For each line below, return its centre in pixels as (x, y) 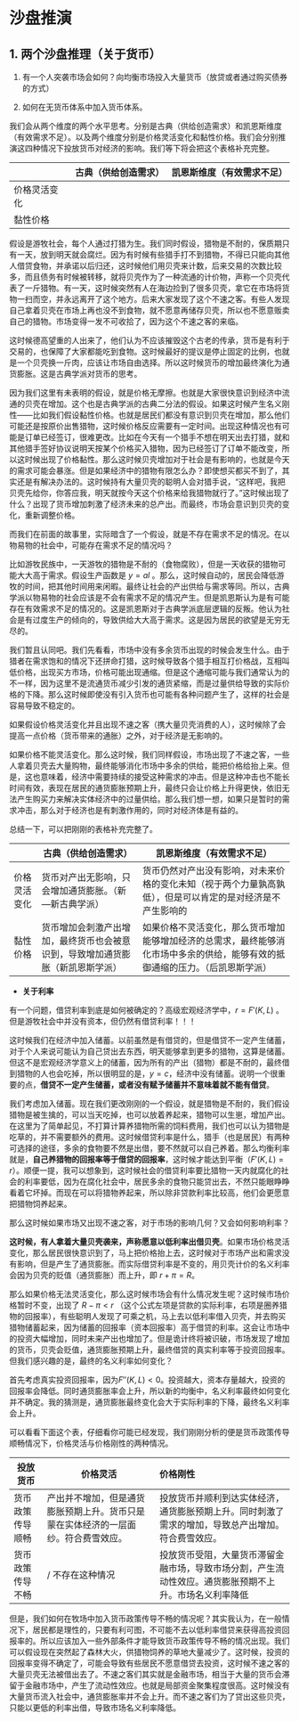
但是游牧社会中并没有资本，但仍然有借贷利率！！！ (103, 1021)
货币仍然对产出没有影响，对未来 (209, 871)
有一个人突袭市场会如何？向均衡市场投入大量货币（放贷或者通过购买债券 (154, 77)
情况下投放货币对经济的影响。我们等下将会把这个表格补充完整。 (157, 148)
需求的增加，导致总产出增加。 (222, 1525)
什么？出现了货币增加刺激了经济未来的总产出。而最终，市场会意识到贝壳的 (145, 504)
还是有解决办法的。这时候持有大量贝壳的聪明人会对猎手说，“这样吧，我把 (151, 481)
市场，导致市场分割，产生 (222, 1568)
